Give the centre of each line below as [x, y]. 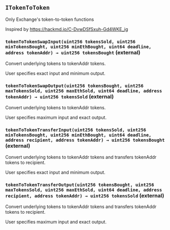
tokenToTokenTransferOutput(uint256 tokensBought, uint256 [80, 185]
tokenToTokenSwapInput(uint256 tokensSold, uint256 [71, 42]
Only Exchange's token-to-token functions [50, 19]
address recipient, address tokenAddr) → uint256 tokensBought [85, 140]
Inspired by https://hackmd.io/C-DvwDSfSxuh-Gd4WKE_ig [67, 29]
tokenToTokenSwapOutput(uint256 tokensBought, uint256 [74, 86]
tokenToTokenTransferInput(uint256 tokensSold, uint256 [76, 130]
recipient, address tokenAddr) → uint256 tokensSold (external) [85, 195]
